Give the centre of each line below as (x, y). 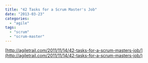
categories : (17, 18)
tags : (11, 28)
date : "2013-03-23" (25, 14)
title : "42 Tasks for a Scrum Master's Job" (51, 9)
